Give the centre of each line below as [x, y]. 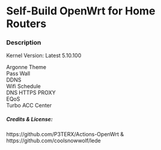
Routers [26, 24]
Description [24, 43]
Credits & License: [29, 119]
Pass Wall [18, 74]
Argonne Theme [26, 67]
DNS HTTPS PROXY [31, 93]
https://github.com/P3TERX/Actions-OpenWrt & [65, 134]
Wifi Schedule [23, 86]
